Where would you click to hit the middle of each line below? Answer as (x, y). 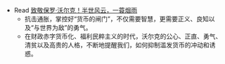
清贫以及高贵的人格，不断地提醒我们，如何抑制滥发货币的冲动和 (117, 45)
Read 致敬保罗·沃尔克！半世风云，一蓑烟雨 (76, 10)
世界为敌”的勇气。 (66, 27)
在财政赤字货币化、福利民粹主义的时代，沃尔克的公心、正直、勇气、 (123, 36)
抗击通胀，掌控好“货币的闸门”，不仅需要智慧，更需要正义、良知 (116, 19)
